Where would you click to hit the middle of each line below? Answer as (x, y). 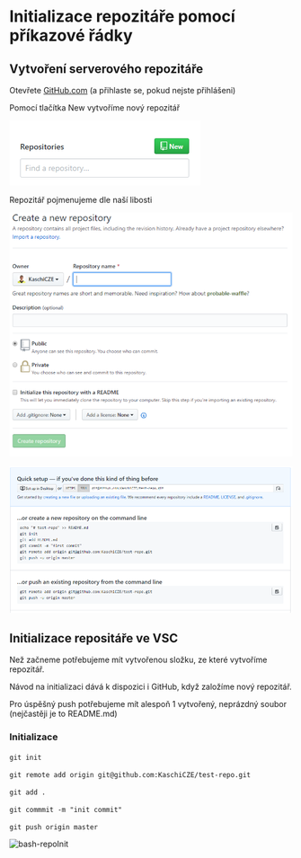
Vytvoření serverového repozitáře (106, 69)
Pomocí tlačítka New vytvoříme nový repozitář (95, 108)
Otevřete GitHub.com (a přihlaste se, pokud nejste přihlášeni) (123, 90)
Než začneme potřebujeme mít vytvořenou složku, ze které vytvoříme (138, 660)
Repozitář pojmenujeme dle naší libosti (81, 200)
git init (26, 757)
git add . (28, 792)
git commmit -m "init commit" (66, 809)
